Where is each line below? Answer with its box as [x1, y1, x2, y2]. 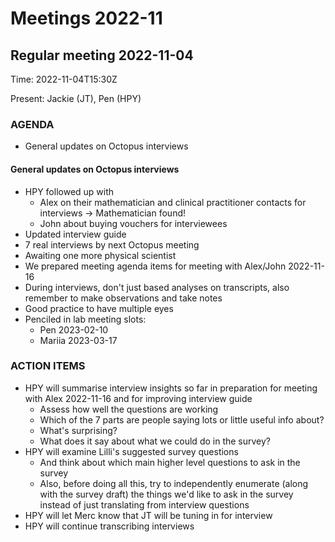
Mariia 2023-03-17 [39, 334, 118, 346]
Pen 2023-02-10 [39, 323, 109, 336]
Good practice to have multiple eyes [24, 302, 174, 314]
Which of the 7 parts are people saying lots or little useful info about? [39, 413, 325, 426]
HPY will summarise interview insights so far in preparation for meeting [24, 382, 318, 394]
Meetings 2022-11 [10, 7, 163, 30]
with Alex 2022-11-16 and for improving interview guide [24, 392, 253, 404]
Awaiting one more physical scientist [24, 249, 177, 261]
